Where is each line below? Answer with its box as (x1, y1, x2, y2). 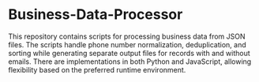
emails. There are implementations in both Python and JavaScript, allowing (8, 57, 252, 66)
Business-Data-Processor (8, 6, 183, 24)
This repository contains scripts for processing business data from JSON (8, 32, 246, 41)
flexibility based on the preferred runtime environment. (8, 65, 186, 74)
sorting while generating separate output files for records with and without (8, 48, 250, 58)
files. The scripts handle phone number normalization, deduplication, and (8, 39, 246, 49)
